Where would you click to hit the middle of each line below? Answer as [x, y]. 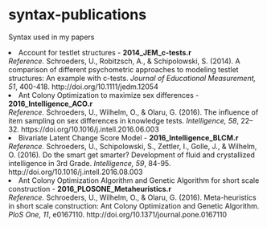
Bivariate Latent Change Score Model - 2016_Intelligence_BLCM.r [129, 137]
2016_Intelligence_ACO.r [51, 103]
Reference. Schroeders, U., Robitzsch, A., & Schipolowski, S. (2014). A [124, 61]
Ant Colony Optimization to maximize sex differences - [109, 95]
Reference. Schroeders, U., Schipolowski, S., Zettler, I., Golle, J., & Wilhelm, [133, 146]
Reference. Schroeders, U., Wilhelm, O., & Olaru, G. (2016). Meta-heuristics [132, 197]
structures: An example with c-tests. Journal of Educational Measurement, [132, 78]
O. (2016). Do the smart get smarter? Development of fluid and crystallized [132, 155]
